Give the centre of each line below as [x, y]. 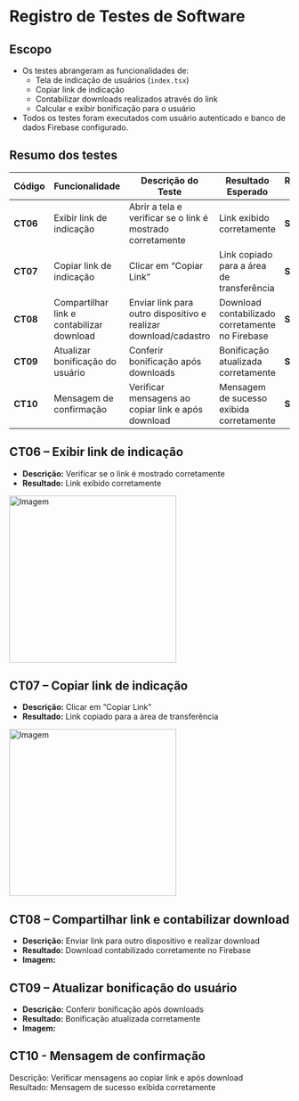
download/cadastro [170, 336]
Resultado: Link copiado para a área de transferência [120, 717]
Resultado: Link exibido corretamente [92, 483]
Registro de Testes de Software [127, 16]
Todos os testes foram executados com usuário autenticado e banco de [154, 118]
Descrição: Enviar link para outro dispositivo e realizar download [141, 941]
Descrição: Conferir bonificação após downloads [113, 1009]
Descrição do [170, 180]
